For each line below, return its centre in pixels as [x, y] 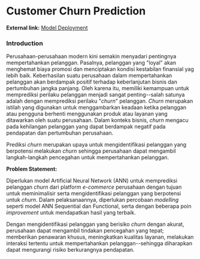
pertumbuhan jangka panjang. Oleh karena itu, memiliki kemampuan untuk [98, 88]
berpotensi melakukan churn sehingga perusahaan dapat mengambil [91, 151]
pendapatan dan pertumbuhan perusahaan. [60, 133]
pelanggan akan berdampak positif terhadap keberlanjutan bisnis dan [92, 82]
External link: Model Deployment [47, 28]
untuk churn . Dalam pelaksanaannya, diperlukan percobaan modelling [93, 200]
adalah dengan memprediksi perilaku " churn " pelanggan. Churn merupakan [100, 101]
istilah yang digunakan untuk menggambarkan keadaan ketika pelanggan [96, 108]
